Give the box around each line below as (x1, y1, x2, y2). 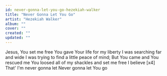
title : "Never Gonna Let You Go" (5, 12, 76, 17)
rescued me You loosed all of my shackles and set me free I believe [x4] (5, 59, 155, 65)
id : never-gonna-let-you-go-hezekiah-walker (5, 7, 100, 12)
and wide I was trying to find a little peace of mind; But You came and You (5, 54, 159, 60)
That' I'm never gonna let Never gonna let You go (5, 64, 107, 70)
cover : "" (5, 26, 26, 31)
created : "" (5, 30, 30, 35)
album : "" (5, 21, 26, 26)
